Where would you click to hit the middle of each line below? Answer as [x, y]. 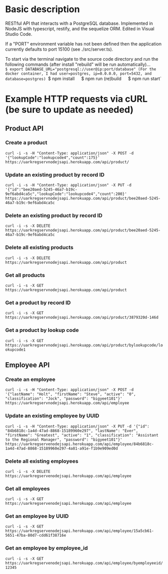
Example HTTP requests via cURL [76, 99]
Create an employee [30, 379]
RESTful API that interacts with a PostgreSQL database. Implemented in [79, 23]
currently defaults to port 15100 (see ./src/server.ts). [59, 49]
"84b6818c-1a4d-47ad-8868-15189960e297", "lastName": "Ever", [72, 431]
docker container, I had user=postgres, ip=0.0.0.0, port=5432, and [78, 74]
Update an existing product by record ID [55, 174]
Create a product [26, 142]
